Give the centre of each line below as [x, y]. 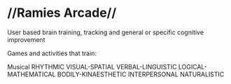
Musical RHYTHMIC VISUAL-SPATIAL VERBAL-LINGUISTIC [92, 66]
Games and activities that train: [52, 53]
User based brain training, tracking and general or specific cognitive [106, 32]
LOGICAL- [193, 66]
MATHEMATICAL [31, 74]
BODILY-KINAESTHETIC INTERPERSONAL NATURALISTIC [141, 74]
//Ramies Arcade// [62, 13]
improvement [26, 39]
